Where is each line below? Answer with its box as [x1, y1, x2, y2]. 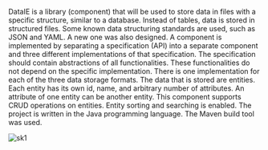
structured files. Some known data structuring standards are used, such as [8, 24, 255, 33]
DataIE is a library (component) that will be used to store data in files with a [8, 7, 257, 16]
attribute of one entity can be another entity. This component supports [8, 92, 242, 101]
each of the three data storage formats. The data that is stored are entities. [8, 75, 255, 84]
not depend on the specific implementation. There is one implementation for [8, 67, 260, 75]
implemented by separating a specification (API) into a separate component [8, 41, 258, 51]
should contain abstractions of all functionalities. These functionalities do [8, 58, 250, 67]
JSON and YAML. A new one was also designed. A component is [8, 32, 222, 42]
